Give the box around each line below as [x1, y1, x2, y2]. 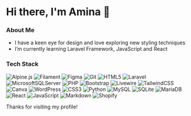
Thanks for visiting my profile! [6, 103, 78, 110]
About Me [6, 26, 35, 34]
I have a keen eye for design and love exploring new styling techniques [14, 39, 186, 46]
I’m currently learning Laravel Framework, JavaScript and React [14, 45, 168, 52]
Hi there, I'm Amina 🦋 [6, 5, 110, 19]
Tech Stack [6, 60, 39, 68]
